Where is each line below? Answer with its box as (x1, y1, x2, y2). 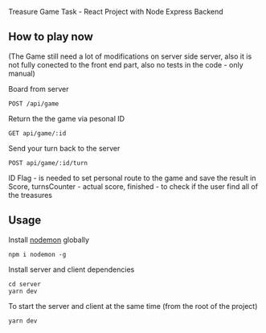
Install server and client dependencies (8, 265, 135, 274)
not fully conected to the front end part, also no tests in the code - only (8, 60, 243, 69)
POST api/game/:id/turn (8, 158, 88, 167)
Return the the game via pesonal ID (8, 113, 125, 123)
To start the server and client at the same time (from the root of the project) (8, 301, 258, 310)
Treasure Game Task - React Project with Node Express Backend (8, 7, 223, 16)
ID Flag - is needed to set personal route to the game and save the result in (8, 173, 256, 183)
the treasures (8, 190, 52, 199)
